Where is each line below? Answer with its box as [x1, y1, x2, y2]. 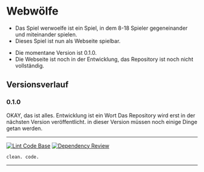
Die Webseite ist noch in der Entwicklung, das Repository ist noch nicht [15, 55, 194, 63]
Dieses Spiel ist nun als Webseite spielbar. [15, 37, 121, 44]
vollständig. [15, 62, 44, 69]
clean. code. [6, 154, 39, 160]
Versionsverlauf [6, 80, 69, 90]
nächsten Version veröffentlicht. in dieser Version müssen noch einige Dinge [6, 118, 197, 125]
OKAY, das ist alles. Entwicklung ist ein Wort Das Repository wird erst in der [6, 111, 195, 119]
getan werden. [6, 125, 42, 132]
